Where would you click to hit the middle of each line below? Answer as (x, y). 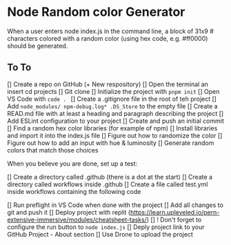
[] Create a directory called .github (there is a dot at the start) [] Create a (110, 177)
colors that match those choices (53, 150)
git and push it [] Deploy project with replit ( (69, 212)
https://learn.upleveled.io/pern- (175, 212)
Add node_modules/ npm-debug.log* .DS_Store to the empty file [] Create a (113, 106)
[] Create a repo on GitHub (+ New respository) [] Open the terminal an (108, 84)
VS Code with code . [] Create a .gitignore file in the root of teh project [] (112, 99)
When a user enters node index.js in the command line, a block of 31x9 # (110, 31)
